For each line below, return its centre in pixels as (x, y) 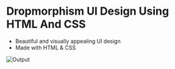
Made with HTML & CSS (45, 48)
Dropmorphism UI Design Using (88, 11)
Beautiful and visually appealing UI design (68, 41)
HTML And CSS (46, 24)
